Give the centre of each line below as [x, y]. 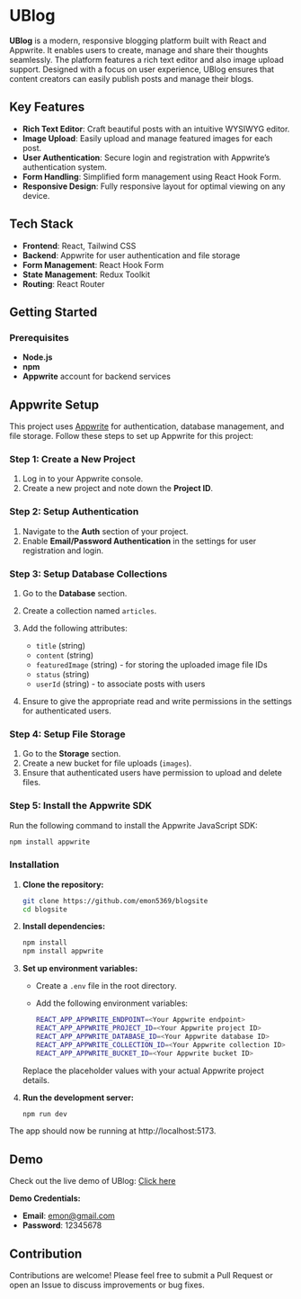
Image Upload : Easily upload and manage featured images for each [147, 138]
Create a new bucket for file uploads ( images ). [107, 763]
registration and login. [63, 551]
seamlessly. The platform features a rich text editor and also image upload [147, 59]
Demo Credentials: [45, 1198]
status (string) [62, 674]
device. [36, 195]
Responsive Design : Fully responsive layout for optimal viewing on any [154, 186]
